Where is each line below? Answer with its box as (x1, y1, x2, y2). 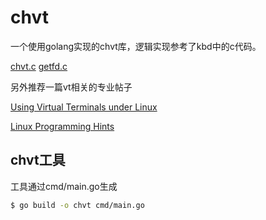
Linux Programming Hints (10, 120, 115, 132)
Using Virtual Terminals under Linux (10, 101, 158, 113)
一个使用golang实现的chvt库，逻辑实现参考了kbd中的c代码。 (10, 40, 262, 52)
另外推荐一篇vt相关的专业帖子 (10, 81, 133, 93)
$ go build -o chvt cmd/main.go (10, 200, 145, 210)
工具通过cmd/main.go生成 (10, 180, 118, 192)
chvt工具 (10, 152, 66, 169)
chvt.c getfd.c (10, 60, 68, 72)
